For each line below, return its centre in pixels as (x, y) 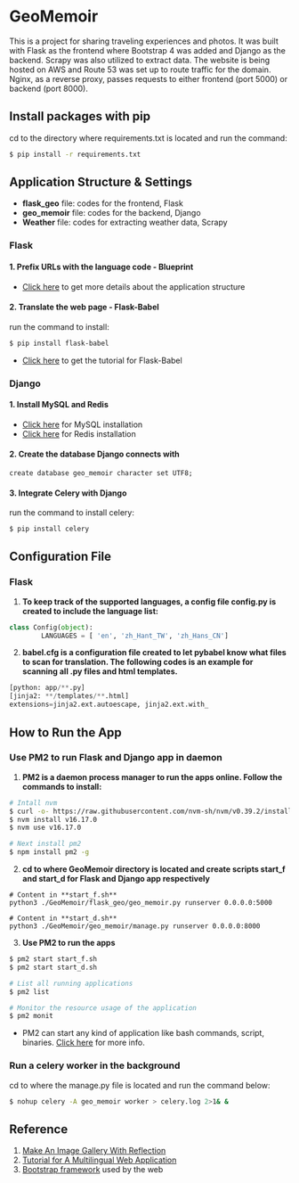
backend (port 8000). (49, 88)
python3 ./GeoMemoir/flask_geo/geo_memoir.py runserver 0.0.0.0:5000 (141, 903)
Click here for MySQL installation (82, 424)
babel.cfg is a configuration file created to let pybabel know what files (154, 653)
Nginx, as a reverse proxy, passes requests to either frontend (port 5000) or (149, 78)
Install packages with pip (80, 116)
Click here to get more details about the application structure (133, 286)
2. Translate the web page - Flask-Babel (85, 307)
